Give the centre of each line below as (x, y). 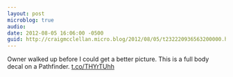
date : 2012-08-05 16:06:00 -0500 (55, 33)
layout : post (26, 14)
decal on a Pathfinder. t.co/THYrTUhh (61, 67)
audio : (17, 26)
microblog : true (31, 20)
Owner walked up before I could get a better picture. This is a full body (108, 59)
